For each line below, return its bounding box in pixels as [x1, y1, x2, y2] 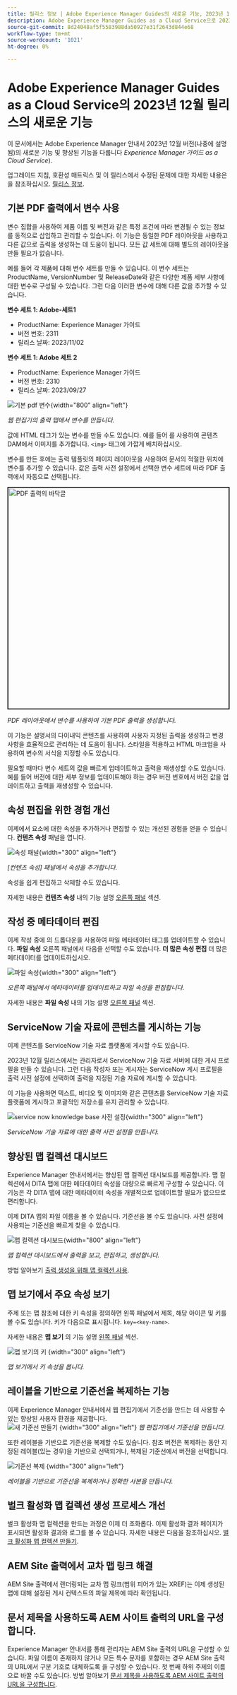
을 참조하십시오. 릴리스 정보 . [7, 179, 85, 188]
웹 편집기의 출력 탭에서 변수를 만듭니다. [7, 415, 115, 424]
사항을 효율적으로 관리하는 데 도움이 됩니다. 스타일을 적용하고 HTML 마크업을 [7, 740, 219, 748]
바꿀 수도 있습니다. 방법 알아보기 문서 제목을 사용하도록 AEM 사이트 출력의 [20, 1672, 224, 1680]
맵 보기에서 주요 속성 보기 [7, 1289, 111, 1301]
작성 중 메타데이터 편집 [7, 916, 100, 928]
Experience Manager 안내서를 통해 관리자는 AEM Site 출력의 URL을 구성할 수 [7, 1645, 223, 1653]
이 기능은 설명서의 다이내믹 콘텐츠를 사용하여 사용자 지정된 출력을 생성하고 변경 [7, 731, 224, 739]
